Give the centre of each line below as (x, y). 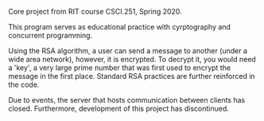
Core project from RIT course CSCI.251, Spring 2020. (95, 12)
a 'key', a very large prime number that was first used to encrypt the (120, 68)
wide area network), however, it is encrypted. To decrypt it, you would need (132, 59)
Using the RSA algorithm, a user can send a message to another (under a (128, 51)
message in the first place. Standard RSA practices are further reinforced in (132, 76)
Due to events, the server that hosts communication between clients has (127, 100)
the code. (24, 84)
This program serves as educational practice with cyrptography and (119, 27)
